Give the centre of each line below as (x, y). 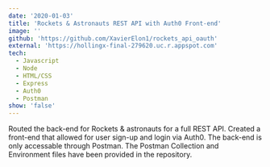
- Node (27, 69)
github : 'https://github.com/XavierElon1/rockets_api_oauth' (113, 38)
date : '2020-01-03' (41, 16)
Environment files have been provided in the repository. (100, 155)
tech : (17, 53)
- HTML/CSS (34, 76)
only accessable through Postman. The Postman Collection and (114, 146)
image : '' (25, 31)
